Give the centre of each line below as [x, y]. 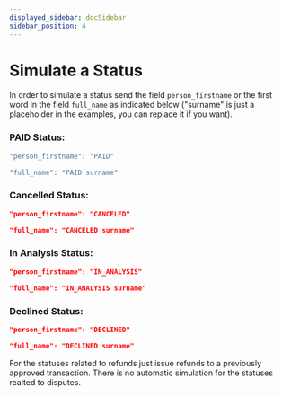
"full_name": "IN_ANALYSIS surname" [78, 288]
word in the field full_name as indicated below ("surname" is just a [132, 105]
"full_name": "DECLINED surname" [72, 346]
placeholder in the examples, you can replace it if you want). [121, 114]
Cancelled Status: [49, 196]
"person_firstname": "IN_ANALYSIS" [76, 272]
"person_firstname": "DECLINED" [70, 330]
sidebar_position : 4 [48, 26]
